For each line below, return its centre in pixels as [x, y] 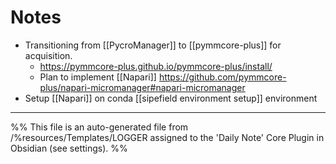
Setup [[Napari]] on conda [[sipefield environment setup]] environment [171, 98]
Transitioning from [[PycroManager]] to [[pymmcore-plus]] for [153, 45]
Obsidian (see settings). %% [69, 148]
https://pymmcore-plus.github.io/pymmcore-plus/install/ [156, 66]
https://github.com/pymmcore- [222, 77]
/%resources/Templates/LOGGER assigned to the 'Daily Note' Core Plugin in [167, 137]
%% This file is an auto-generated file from [99, 127]
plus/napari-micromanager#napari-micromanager [142, 87]
